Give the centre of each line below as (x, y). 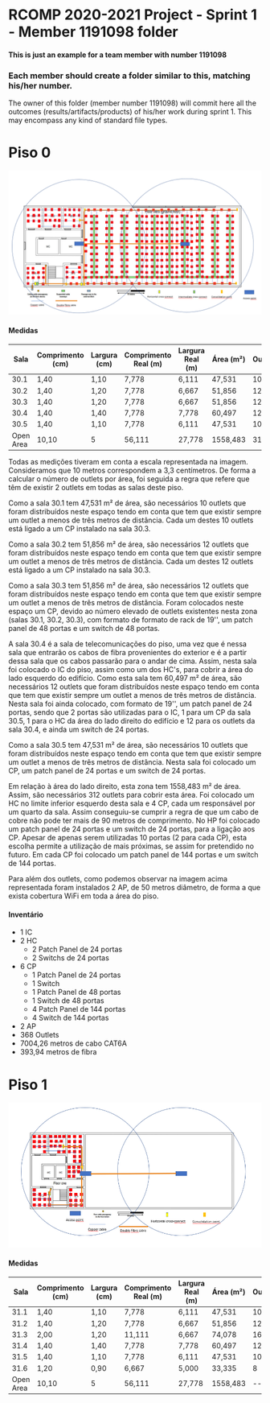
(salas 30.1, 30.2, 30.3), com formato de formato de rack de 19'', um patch (131, 620)
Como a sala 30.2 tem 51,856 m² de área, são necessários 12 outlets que (129, 544)
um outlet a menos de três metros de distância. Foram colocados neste (126, 603)
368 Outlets (39, 1035)
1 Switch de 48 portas (68, 1001)
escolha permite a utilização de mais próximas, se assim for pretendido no (131, 846)
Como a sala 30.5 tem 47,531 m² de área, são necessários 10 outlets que (128, 745)
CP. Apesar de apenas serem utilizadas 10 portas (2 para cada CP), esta (128, 838)
